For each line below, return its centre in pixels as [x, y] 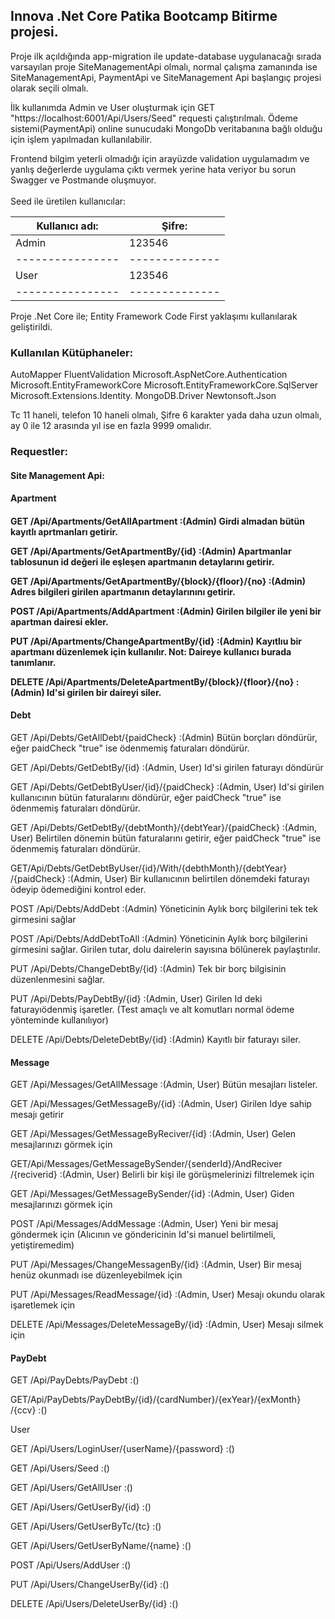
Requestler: [39, 452]
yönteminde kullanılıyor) [59, 1020]
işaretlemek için [43, 1305]
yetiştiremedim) [42, 1245]
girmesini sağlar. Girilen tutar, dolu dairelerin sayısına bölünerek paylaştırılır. [165, 950]
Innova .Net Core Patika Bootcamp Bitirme [144, 16]
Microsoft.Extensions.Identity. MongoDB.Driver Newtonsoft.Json [143, 396]
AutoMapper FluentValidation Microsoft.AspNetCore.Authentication [149, 375]
